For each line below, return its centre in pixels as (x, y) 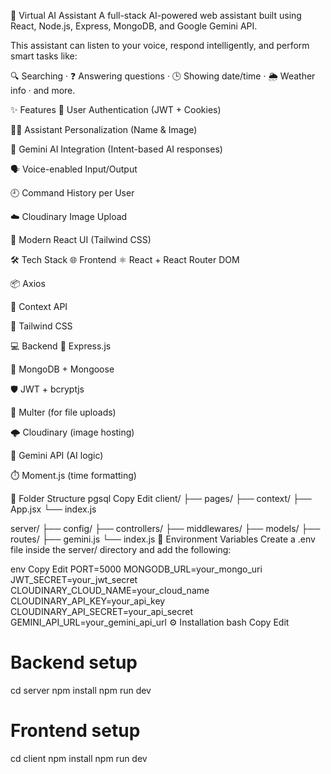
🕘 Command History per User (72, 193)
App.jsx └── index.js (53, 509)
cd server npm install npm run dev (81, 690)
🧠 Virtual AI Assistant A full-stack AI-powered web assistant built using (156, 15)
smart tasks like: (44, 56)
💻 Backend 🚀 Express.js (61, 346)
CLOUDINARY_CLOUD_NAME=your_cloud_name (110, 590)
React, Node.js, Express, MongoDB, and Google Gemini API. (134, 26)
